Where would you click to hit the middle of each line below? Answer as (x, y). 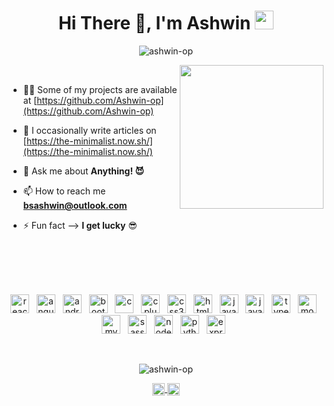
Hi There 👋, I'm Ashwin (154, 23)
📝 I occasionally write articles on (89, 130)
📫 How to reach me (64, 191)
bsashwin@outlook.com (75, 205)
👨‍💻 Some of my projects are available (100, 89)
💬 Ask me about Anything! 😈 (83, 171)
